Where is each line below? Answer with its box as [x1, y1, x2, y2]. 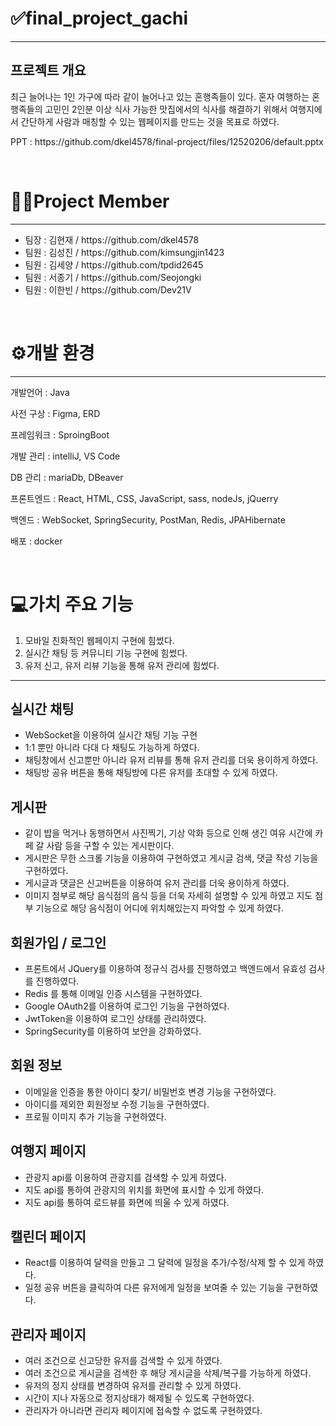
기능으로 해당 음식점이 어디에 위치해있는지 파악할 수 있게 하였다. [35, 902, 284, 914]
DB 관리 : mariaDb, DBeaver [10, 471, 124, 483]
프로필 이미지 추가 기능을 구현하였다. [24, 1110, 167, 1122]
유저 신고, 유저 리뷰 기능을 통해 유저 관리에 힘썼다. [24, 659, 220, 671]
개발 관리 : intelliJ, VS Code [10, 450, 121, 462]
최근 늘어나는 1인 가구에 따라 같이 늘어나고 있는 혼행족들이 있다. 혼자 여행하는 [10, 90, 310, 102]
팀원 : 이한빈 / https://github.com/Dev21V [24, 283, 192, 296]
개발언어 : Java [10, 386, 70, 398]
